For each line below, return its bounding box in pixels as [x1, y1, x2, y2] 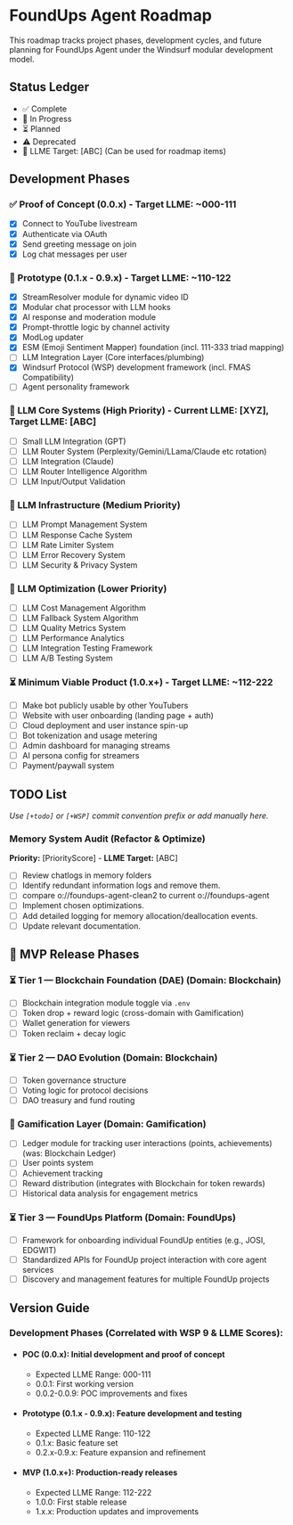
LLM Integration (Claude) [21, 455, 114, 466]
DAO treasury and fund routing [21, 1095, 135, 1106]
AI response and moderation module [21, 312, 157, 323]
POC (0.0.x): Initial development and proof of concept [21, 1349, 225, 1360]
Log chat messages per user [21, 249, 127, 259]
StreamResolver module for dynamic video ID [21, 291, 189, 302]
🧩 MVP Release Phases [9, 947, 140, 963]
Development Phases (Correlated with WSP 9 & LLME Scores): [9, 1327, 283, 1340]
